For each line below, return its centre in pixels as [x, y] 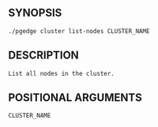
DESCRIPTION [43, 56]
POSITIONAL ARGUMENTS [75, 98]
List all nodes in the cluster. [61, 73]
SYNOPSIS [35, 13]
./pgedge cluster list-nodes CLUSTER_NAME [79, 31]
